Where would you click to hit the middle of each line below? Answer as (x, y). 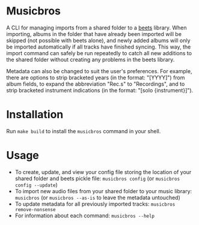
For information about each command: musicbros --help (85, 215)
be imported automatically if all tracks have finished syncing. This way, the (99, 47)
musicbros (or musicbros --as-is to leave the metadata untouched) (97, 197)
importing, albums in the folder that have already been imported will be (94, 34)
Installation (35, 115)
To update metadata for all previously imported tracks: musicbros (95, 204)
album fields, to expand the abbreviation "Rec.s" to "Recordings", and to (96, 84)
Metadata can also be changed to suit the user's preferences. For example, (99, 71)
